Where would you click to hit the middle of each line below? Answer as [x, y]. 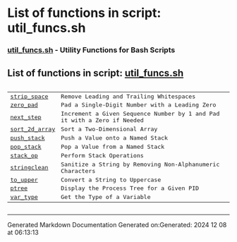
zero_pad [24, 105]
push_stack [28, 138]
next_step [26, 117]
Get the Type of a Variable [106, 197]
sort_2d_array [33, 129]
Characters [78, 171]
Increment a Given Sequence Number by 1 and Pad [140, 114]
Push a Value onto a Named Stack [114, 138]
